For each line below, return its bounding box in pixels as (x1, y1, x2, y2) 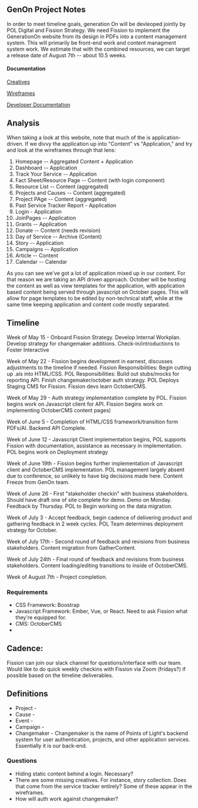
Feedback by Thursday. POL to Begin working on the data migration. (6, 502, 173, 510)
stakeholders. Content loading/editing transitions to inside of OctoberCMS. (6, 561, 188, 569)
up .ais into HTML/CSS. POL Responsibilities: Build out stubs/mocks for (6, 370, 180, 377)
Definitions (6, 689, 48, 699)
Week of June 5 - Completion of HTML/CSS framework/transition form (6, 418, 179, 425)
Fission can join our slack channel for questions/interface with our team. (6, 659, 182, 666)
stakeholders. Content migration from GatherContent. (6, 544, 136, 551)
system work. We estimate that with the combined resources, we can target (6, 45, 190, 52)
